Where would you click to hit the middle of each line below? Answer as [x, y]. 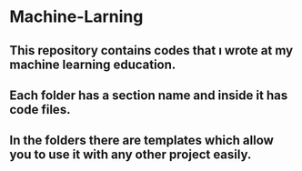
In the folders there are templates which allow [142, 141]
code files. [40, 110]
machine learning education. [93, 64]
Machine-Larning [76, 17]
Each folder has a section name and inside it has [149, 95]
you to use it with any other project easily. [131, 155]
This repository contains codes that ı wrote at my [151, 50]
